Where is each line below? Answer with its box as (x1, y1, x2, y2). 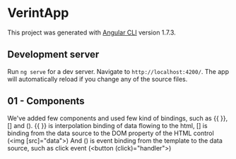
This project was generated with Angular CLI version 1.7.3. (7, 28, 177, 37)
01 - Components (7, 95, 85, 107)
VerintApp (7, 5, 69, 21)
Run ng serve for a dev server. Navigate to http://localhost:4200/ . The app (7, 67, 230, 75)
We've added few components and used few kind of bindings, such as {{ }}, (7, 114, 228, 122)
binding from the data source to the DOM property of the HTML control (7, 129, 214, 137)
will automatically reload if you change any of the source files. (7, 75, 188, 83)
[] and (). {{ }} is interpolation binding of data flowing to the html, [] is (7, 121, 208, 129)
